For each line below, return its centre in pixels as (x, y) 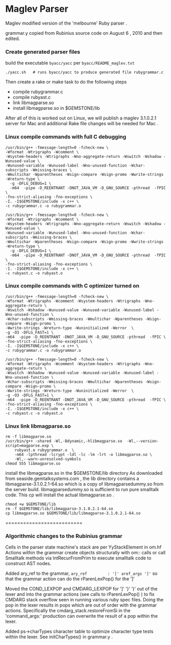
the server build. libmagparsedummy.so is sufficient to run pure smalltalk (82, 490)
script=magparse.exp (27, 446)
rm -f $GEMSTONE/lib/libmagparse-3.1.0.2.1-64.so (59, 509)
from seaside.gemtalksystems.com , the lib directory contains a (72, 479)
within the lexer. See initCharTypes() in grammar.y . (59, 637)
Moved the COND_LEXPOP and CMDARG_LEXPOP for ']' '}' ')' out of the (81, 589)
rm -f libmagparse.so (28, 437)
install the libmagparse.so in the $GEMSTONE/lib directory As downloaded (84, 473)
